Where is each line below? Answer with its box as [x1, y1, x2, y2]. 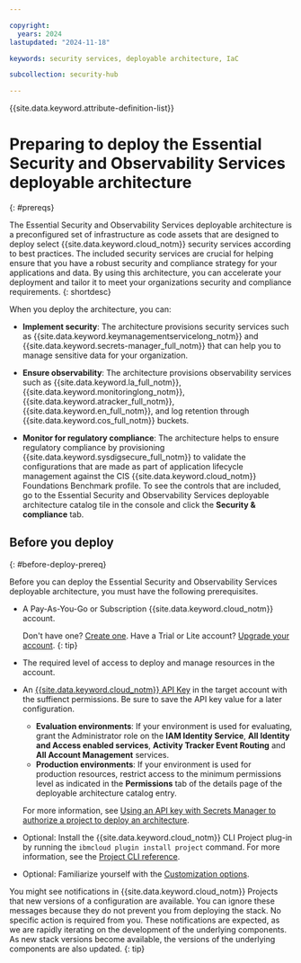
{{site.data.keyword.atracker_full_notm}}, [22, 397, 175, 407]
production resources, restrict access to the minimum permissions [35, 768, 281, 779]
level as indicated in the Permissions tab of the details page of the [35, 778, 283, 789]
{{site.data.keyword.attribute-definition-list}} [9, 103, 175, 113]
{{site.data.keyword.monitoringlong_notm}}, [22, 387, 186, 397]
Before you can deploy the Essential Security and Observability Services [9, 576, 278, 587]
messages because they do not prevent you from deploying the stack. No [9, 905, 281, 915]
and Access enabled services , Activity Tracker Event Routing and [35, 739, 286, 751]
